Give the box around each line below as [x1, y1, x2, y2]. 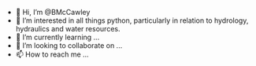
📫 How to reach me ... [15, 49, 89, 59]
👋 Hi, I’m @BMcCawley [15, 8, 91, 16]
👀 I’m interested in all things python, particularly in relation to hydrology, [15, 16, 249, 25]
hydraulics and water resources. [15, 24, 121, 33]
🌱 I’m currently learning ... [15, 32, 100, 42]
